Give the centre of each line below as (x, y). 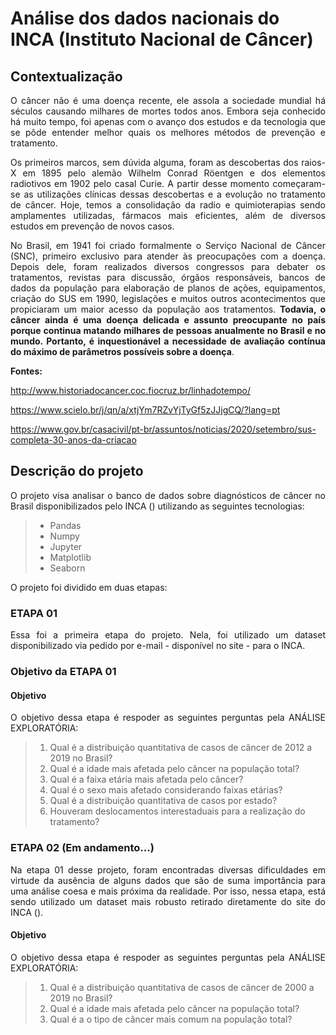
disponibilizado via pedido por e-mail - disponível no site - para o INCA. (158, 646)
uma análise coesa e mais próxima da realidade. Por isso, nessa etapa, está (168, 891)
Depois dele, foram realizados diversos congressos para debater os (168, 266)
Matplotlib (70, 557)
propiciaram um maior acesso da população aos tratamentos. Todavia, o (168, 309)
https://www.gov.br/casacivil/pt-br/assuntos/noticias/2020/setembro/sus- (163, 429)
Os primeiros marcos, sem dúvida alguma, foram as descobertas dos (154, 162)
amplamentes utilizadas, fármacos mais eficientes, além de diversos (168, 215)
